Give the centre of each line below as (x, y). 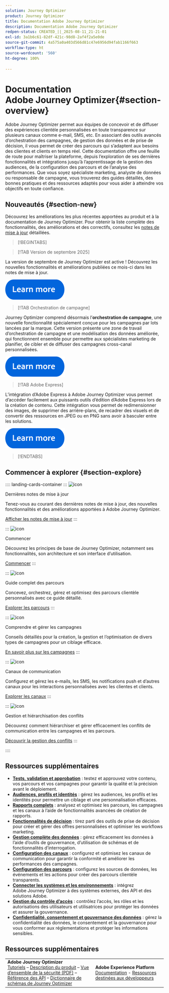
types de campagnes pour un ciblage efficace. (54, 642)
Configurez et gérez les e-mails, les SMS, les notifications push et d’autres (82, 681)
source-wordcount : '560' (31, 53)
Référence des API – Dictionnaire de (45, 978)
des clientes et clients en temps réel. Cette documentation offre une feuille (82, 151)
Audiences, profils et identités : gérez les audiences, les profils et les (85, 794)
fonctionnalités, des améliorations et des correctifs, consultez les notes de (82, 227)
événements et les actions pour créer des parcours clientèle (75, 874)
